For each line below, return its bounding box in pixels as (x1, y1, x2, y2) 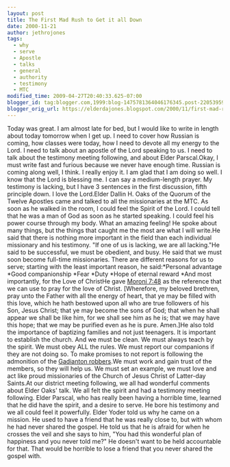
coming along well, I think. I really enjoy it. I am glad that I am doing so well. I (7, 168, 222, 176)
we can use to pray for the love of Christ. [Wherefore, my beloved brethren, (7, 284, 220, 292)
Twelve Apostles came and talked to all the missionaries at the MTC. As (7, 197, 209, 205)
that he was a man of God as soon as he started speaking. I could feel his (7, 212, 214, 220)
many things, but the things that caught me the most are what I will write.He (7, 226, 220, 234)
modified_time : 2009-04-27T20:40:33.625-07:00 (7, 93, 142, 100)
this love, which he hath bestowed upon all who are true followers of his (7, 299, 210, 307)
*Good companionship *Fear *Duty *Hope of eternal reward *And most (7, 270, 212, 278)
